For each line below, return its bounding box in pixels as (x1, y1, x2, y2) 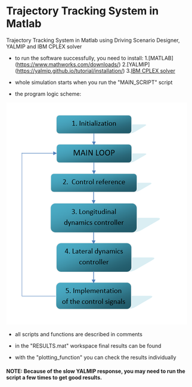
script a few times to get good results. (6, 374, 103, 381)
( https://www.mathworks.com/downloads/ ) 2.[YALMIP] (14, 61, 150, 68)
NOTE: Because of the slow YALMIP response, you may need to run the (6, 367, 185, 374)
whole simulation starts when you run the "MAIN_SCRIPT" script (14, 79, 173, 86)
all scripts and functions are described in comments (14, 330, 143, 338)
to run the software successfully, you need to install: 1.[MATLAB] (14, 54, 174, 61)
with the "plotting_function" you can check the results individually (14, 354, 176, 361)
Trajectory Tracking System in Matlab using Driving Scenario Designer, (6, 36, 180, 44)
